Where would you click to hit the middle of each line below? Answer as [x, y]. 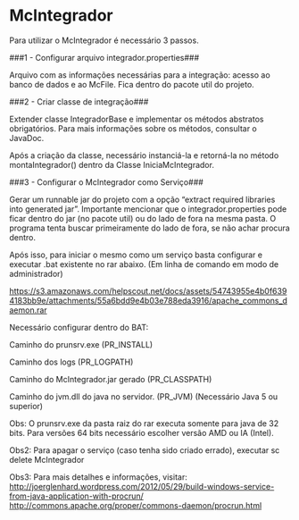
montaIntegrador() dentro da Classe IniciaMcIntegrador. [112, 164]
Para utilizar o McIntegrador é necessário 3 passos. [104, 40]
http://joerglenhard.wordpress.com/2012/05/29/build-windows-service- [142, 486]
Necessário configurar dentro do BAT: [79, 327]
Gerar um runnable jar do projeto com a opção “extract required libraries [142, 199]
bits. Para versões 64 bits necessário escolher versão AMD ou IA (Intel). [141, 432]
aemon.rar [28, 310]
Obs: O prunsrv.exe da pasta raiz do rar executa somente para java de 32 [144, 423]
